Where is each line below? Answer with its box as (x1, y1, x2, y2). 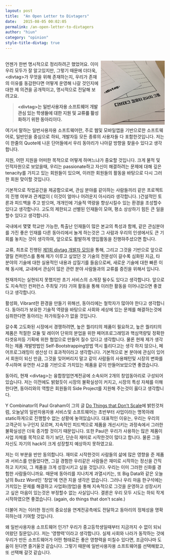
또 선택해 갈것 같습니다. (5, 549, 52, 555)
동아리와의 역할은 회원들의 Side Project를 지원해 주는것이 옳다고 (20, 385, 147, 391)
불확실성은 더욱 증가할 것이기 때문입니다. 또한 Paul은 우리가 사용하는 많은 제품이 (5, 428, 163, 434)
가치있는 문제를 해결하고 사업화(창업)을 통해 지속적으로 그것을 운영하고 (5, 483, 144, 489)
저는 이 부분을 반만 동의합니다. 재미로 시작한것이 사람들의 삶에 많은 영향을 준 (5, 451, 155, 457)
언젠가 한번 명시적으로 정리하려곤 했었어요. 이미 (5, 61, 99, 67)
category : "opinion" (5, 35, 49, 40)
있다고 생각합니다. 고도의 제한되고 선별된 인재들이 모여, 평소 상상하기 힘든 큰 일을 (5, 206, 164, 212)
